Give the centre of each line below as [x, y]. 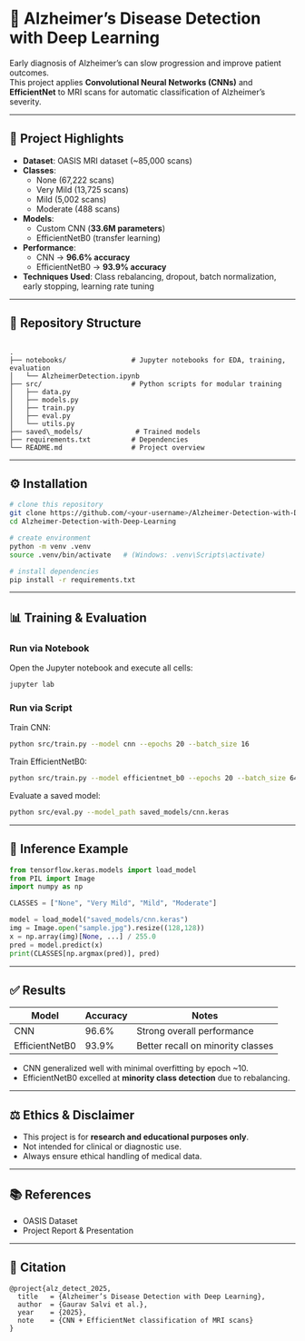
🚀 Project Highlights [67, 139]
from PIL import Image [52, 879]
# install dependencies [54, 571]
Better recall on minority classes [205, 1046]
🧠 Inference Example [69, 849]
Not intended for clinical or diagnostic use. [102, 1147]
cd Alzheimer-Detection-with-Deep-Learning [93, 521]
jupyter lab [32, 685]
